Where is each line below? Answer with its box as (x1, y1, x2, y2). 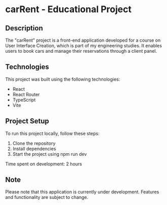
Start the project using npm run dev (12, 151, 87, 157)
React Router (12, 91, 40, 97)
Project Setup (5, 117, 50, 125)
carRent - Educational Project (5, 4, 132, 15)
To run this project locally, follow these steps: (5, 130, 100, 136)
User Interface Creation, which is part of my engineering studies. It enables (5, 43, 162, 49)
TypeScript (12, 96, 36, 102)
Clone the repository (12, 140, 56, 146)
